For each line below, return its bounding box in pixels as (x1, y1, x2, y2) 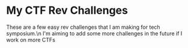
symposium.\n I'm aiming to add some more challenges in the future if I (6, 29, 183, 37)
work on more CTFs (6, 36, 56, 43)
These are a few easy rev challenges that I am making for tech (6, 23, 160, 31)
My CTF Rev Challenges (6, 4, 128, 17)
